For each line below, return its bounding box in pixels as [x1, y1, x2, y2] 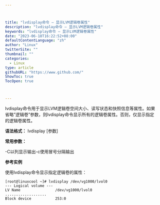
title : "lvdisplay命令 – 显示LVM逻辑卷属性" [5, 20, 90, 25]
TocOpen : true [5, 79, 34, 84]
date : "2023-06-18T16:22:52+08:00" [5, 34, 77, 38]
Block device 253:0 [5, 196, 67, 201]
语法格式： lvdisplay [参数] [5, 128, 58, 134]
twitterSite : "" [5, 47, 38, 52]
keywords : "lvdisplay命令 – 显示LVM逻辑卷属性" [5, 29, 97, 34]
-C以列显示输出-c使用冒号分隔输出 [5, 149, 74, 154]
